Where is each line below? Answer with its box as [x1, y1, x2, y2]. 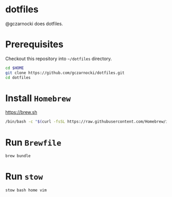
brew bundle [5, 153, 31, 159]
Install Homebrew [5, 92, 71, 104]
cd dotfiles [5, 75, 31, 80]
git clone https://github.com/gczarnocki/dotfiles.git [5, 70, 125, 75]
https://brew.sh [5, 109, 37, 115]
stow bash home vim [5, 188, 47, 193]
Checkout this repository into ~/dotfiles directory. [5, 55, 112, 62]
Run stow [5, 171, 44, 183]
